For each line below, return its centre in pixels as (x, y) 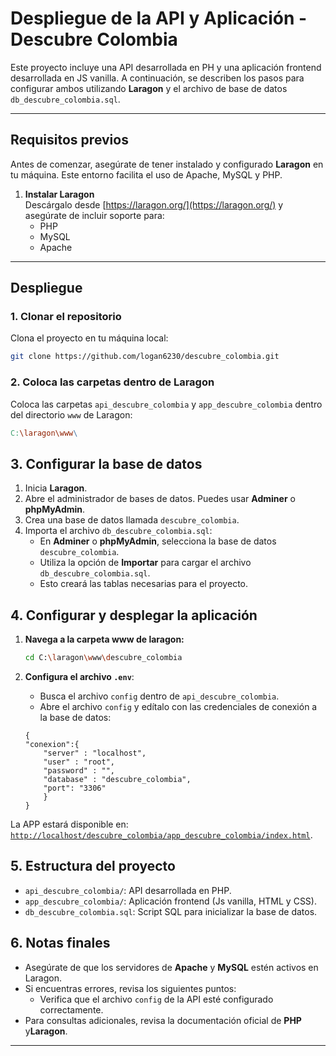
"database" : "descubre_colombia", (117, 779)
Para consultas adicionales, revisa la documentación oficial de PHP (163, 1020)
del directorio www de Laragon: (71, 414)
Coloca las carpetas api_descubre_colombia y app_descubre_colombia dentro (166, 404)
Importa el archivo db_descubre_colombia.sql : (118, 531)
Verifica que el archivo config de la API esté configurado (156, 999)
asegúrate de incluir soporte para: (94, 215)
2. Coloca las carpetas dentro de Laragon (112, 382)
